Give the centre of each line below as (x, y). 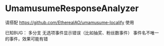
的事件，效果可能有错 (26, 39)
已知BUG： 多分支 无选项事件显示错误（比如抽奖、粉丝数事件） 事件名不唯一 (82, 32)
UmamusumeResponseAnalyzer (72, 8)
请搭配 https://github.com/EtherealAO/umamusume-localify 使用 (70, 22)
